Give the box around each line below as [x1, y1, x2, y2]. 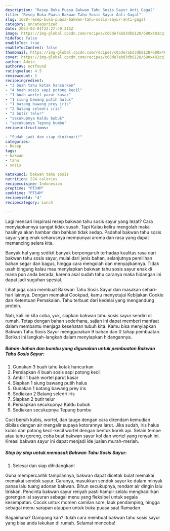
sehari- [142, 286, 157, 292]
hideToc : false [5, 36, 37, 41]
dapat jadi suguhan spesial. [5, 277, 62, 283]
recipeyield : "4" [5, 196, 42, 201]
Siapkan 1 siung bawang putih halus [12, 380, 88, 386]
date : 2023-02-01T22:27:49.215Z [5, 26, 73, 31]
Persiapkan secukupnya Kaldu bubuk [12, 401, 90, 407]
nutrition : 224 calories [5, 176, 58, 181]
